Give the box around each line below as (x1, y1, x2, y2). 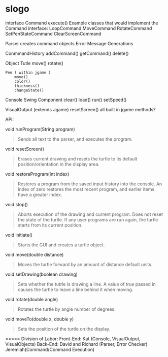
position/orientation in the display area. (17, 161, 100, 167)
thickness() (14, 83, 40, 88)
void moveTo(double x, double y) (5, 316, 74, 322)
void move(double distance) (5, 251, 64, 257)
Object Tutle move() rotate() (5, 60, 63, 66)
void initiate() (5, 232, 33, 238)
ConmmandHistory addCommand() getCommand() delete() (5, 50, 129, 56)
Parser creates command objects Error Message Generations (5, 40, 133, 46)
